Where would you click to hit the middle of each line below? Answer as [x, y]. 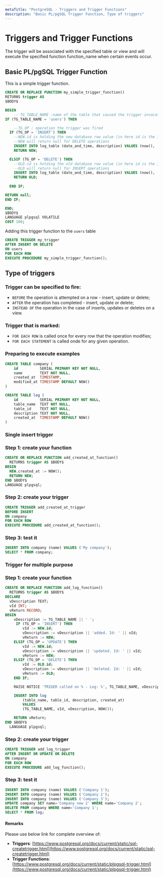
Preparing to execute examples [42, 354]
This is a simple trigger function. [37, 83]
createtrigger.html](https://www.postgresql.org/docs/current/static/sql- [83, 849]
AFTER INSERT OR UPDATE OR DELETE [40, 754]
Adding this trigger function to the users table [50, 231]
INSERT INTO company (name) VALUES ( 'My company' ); [58, 548]
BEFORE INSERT [19, 512]
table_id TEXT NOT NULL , [42, 409]
